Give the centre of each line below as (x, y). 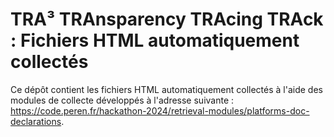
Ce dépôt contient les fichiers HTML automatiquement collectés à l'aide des (166, 89)
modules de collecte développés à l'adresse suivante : (122, 100)
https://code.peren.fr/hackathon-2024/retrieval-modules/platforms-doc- (160, 110)
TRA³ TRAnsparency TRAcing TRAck (167, 19)
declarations (36, 121)
